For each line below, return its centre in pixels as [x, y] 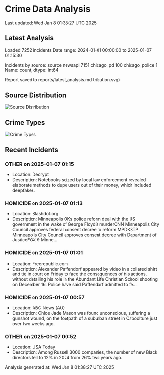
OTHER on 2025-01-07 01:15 [40, 164]
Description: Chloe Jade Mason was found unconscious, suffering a [81, 313]
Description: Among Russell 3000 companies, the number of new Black [85, 352]
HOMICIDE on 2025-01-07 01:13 [44, 203]
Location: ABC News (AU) [38, 308]
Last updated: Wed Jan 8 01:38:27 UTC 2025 [51, 23]
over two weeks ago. [33, 323]
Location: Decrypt [31, 175]
